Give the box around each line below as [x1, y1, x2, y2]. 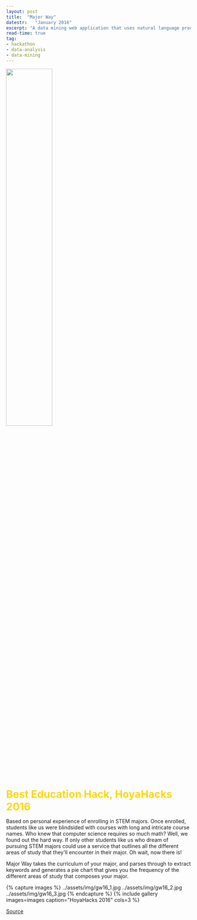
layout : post [6, 8, 38, 15]
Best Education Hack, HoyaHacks [6, 788, 172, 800]
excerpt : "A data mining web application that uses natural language [6, 25, 180, 31]
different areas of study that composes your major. [6, 873, 129, 880]
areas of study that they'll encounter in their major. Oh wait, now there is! [6, 849, 182, 856]
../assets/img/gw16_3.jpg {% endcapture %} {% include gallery [6, 890, 158, 897]
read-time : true [6, 30, 46, 36]
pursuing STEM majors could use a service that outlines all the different [6, 842, 179, 850]
